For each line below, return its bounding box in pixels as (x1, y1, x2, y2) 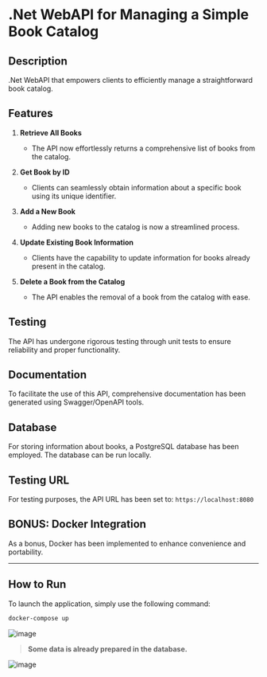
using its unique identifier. (31, 191, 117, 201)
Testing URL (8, 473, 70, 487)
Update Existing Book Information (19, 237, 133, 247)
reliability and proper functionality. (8, 345, 121, 354)
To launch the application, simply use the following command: (8, 599, 211, 609)
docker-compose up (8, 614, 69, 622)
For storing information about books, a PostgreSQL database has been (8, 442, 240, 452)
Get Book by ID (19, 167, 70, 177)
